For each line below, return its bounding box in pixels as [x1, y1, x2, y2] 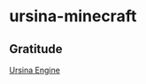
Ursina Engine [9, 65, 60, 75]
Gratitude [9, 42, 64, 57]
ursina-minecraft [9, 6, 137, 27]
